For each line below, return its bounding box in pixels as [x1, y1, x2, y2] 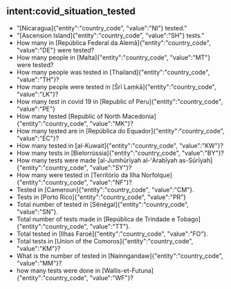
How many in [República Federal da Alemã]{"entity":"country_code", [16, 38, 212, 47]
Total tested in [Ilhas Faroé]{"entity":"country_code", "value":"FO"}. [16, 230, 208, 238]
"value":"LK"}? [16, 90, 59, 98]
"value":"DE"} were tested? [16, 46, 95, 54]
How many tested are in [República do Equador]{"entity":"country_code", [16, 127, 225, 135]
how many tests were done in [16, 266, 101, 274]
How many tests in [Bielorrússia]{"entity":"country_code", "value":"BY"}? [16, 149, 224, 157]
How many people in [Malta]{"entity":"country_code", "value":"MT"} [16, 53, 211, 62]
